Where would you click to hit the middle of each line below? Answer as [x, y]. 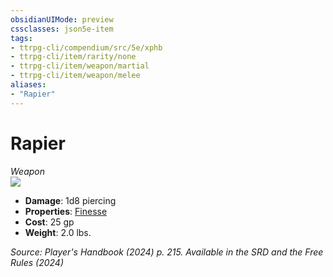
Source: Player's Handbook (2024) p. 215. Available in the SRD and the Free [167, 252]
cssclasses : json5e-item [62, 29]
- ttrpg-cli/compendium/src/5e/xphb [86, 47]
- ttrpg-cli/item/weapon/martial [80, 66]
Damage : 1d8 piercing [70, 200]
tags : [21, 38]
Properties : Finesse [66, 211]
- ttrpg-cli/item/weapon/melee [75, 76]
